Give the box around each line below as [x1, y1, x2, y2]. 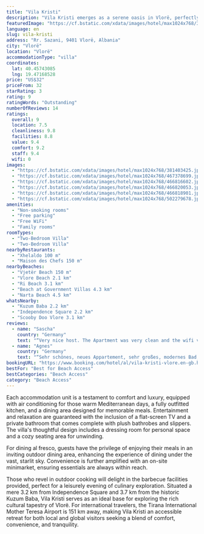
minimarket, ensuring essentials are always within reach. [6, 463, 148, 471]
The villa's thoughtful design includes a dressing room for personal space [6, 426, 191, 433]
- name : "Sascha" [12, 326, 56, 332]
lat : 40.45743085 [12, 65, 56, 72]
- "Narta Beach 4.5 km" [12, 292, 72, 298]
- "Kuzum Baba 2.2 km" [12, 303, 69, 309]
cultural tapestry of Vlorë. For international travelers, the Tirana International [6, 501, 197, 508]
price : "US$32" [6, 77, 45, 83]
